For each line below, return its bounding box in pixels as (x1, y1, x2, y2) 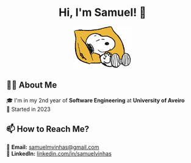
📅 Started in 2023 (6, 105, 51, 113)
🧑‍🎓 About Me (6, 80, 57, 91)
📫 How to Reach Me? (6, 124, 90, 134)
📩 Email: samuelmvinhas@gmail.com (6, 143, 99, 151)
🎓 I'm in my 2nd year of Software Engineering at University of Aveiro (6, 96, 185, 104)
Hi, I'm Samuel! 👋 (59, 6, 146, 20)
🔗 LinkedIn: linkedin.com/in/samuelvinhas (6, 150, 112, 157)
